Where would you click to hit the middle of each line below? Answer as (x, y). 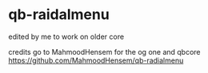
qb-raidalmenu (59, 15)
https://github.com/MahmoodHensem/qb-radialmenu (96, 60)
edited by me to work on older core (66, 36)
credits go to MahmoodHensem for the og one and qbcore (105, 52)
